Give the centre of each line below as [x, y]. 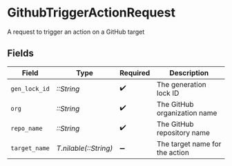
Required [135, 72]
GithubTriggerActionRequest [91, 13]
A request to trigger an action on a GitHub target [76, 32]
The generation [181, 84]
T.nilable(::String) [85, 148]
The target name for [189, 144]
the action [173, 152]
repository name [183, 132]
